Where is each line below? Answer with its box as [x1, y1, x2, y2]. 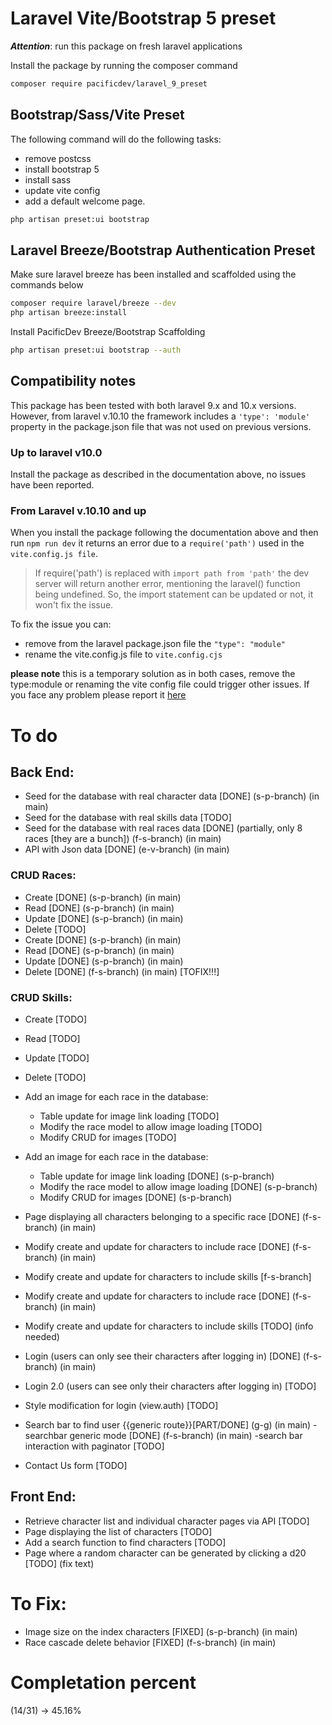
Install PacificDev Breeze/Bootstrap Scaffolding [10, 326, 206, 338]
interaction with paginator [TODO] [24, 1440, 165, 1452]
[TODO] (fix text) [24, 1557, 95, 1569]
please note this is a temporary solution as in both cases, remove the [10, 668, 296, 680]
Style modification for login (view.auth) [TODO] [24, 1399, 219, 1411]
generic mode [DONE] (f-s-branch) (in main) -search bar [69, 1429, 303, 1441]
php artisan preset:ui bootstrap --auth [10, 345, 182, 356]
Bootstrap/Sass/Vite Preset [10, 107, 185, 124]
